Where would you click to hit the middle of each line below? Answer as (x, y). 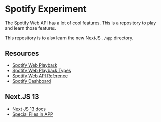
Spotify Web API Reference (40, 76)
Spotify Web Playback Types (42, 70)
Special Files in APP (32, 114)
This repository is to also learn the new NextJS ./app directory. (69, 38)
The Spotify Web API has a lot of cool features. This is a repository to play (80, 23)
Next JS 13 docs (29, 109)
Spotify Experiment (46, 9)
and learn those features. (31, 28)
